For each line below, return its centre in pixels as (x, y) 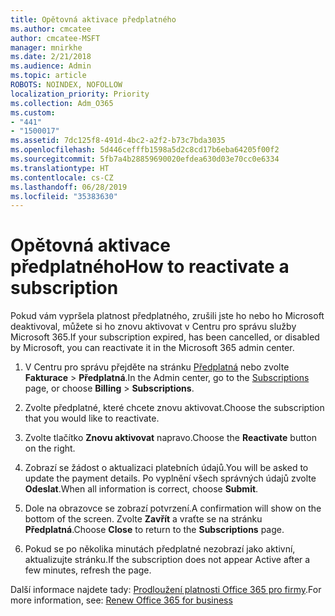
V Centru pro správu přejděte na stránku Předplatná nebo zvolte (157, 367)
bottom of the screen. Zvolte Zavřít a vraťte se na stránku (143, 519)
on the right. (50, 448)
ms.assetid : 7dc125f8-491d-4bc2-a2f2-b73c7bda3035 (118, 141)
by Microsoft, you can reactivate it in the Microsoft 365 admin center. (152, 348)
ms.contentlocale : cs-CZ (62, 177)
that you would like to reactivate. (92, 418)
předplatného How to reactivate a (150, 267)
